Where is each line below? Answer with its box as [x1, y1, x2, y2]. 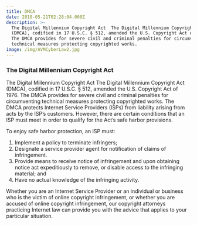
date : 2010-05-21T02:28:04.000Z [6, 14, 85, 20]
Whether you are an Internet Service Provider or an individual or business [6, 188, 184, 195]
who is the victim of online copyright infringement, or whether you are [6, 194, 175, 201]
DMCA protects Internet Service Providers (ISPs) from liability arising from [6, 104, 185, 111]
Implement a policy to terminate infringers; [14, 139, 117, 146]
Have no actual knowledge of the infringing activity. [14, 176, 140, 184]
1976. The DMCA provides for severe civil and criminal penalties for [6, 92, 169, 99]
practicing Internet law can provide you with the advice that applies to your [6, 206, 187, 213]
